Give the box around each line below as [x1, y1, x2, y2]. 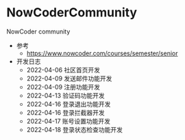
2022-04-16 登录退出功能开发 [26, 100, 111, 108]
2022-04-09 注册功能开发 [26, 83, 101, 91]
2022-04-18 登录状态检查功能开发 [26, 125, 123, 134]
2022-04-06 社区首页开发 [26, 66, 101, 74]
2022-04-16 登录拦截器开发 [26, 108, 106, 117]
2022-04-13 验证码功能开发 [26, 91, 106, 100]
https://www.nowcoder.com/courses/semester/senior [26, 49, 178, 57]
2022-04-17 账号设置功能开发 [26, 117, 111, 125]
